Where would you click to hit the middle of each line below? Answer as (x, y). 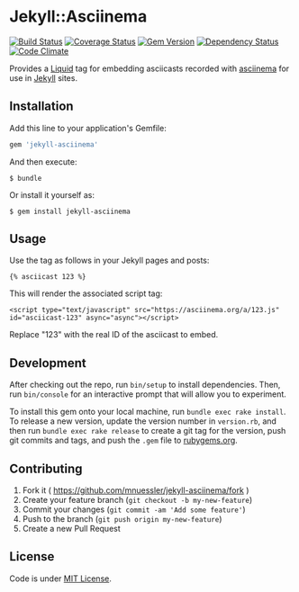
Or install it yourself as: (52, 194)
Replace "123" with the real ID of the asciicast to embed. (114, 335)
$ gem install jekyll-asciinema (70, 211)
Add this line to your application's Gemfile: (88, 128)
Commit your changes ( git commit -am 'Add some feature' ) (134, 509)
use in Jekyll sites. (44, 77)
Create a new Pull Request (72, 529)
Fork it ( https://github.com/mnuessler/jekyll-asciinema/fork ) (136, 490)
